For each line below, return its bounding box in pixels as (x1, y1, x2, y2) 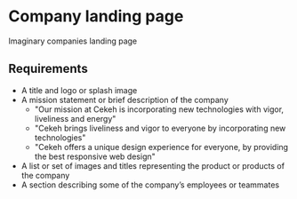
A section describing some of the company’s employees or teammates (20, 179, 280, 190)
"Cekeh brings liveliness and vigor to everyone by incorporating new (34, 123, 286, 133)
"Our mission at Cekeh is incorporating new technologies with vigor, (34, 104, 285, 115)
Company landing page (8, 6, 184, 27)
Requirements (8, 61, 88, 76)
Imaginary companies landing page (8, 36, 138, 46)
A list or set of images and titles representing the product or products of (20, 160, 285, 171)
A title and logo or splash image (20, 84, 138, 95)
